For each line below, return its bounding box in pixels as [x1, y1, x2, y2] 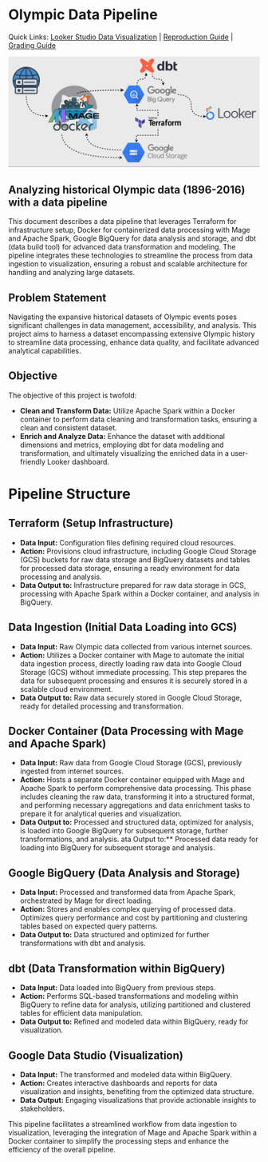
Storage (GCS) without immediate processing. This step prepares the [19, 667, 247, 677]
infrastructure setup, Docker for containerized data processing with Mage [8, 226, 250, 235]
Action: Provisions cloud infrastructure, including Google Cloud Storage [19, 546, 257, 556]
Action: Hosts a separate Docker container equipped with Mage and [19, 775, 245, 785]
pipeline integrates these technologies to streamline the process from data [8, 250, 254, 261]
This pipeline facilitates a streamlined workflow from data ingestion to [8, 1119, 238, 1128]
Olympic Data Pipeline [8, 6, 158, 24]
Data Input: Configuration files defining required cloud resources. [19, 537, 236, 547]
